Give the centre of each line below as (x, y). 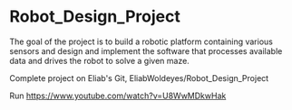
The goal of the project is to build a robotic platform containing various (141, 41)
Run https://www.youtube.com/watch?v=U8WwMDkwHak (118, 96)
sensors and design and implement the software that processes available (146, 50)
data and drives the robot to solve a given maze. (100, 60)
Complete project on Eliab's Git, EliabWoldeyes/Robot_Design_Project (139, 78)
